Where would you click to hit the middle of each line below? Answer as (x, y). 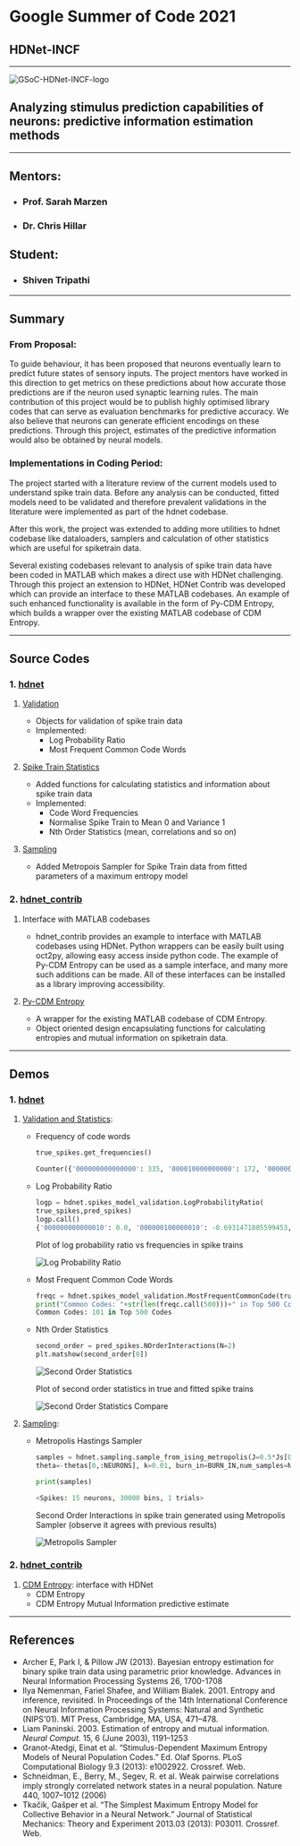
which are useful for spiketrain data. (75, 547)
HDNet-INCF (45, 50)
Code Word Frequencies (93, 813)
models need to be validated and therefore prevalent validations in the (138, 502)
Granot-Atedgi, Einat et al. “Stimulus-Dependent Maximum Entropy (145, 1747)
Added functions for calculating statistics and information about (153, 785)
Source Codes (50, 659)
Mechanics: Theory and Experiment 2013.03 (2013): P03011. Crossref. (150, 1824)
